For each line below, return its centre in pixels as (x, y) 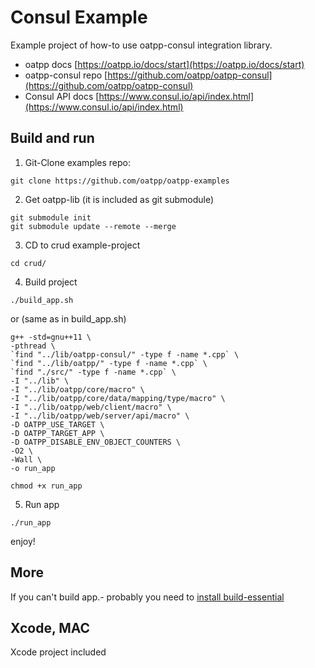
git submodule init (51, 217)
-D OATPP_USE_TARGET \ (57, 424)
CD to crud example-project (82, 245)
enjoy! (23, 541)
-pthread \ (33, 346)
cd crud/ (28, 263)
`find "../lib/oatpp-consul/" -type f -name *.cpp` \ (125, 354)
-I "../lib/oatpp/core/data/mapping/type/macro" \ (118, 398)
